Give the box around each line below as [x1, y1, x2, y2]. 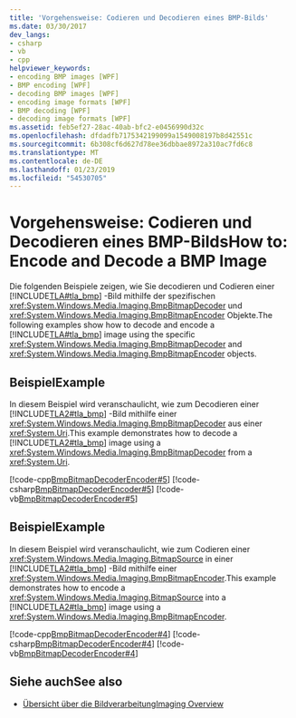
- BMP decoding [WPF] [9, 106, 91, 115]
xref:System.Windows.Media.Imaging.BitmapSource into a [9, 591, 226, 603]
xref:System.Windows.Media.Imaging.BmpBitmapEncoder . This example [9, 572, 277, 583]
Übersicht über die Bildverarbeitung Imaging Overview [22, 698, 224, 709]
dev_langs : [9, 30, 51, 39]
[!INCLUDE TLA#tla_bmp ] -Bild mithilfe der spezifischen [9, 291, 215, 302]
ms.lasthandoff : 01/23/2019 [9, 165, 116, 174]
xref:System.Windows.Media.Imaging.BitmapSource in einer [9, 553, 234, 564]
